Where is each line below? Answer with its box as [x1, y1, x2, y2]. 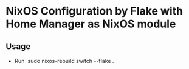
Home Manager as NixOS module [5, 17, 176, 31]
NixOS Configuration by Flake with [5, 4, 184, 18]
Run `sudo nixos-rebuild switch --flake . [14, 57, 114, 64]
